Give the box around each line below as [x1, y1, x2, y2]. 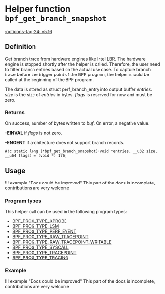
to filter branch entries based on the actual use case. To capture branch [5, 66, 151, 72]
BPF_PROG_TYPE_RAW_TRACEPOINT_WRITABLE [12, 239, 112, 245]
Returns [5, 109, 25, 116]
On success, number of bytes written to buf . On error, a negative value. [5, 120, 150, 126]
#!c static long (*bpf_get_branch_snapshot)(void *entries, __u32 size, [5, 149, 158, 154]
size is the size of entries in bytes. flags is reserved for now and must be [5, 91, 153, 97]
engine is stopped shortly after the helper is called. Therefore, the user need [5, 61, 160, 67]
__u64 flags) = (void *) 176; [5, 153, 67, 158]
